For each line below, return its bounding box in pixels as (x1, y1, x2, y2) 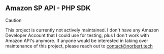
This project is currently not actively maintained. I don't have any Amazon (5, 27, 159, 33)
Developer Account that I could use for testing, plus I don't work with (5, 32, 149, 38)
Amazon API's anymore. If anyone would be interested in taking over (5, 37, 149, 43)
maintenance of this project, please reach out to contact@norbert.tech (5, 42, 153, 49)
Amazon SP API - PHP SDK (5, 4, 91, 12)
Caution (5, 17, 22, 23)
